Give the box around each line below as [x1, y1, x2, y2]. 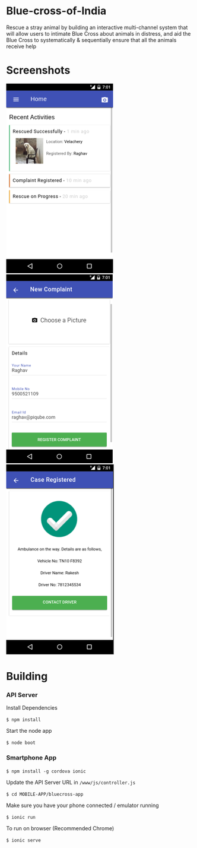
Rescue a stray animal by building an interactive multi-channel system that [6, 24, 188, 31]
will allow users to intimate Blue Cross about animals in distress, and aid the [6, 30, 191, 37]
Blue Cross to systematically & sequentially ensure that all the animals [6, 36, 177, 43]
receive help [6, 43, 37, 50]
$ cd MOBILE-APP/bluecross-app [6, 791, 84, 797]
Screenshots [6, 64, 71, 77]
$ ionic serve [6, 837, 42, 843]
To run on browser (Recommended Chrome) [6, 824, 115, 832]
